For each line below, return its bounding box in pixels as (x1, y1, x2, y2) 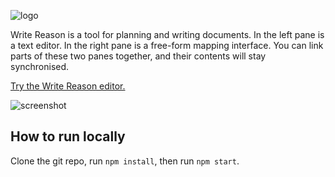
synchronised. (10, 61, 70, 72)
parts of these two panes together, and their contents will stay (10, 50, 267, 62)
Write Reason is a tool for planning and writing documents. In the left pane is (10, 29, 325, 40)
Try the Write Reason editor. (10, 80, 126, 92)
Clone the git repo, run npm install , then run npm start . (10, 155, 240, 167)
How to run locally (10, 128, 126, 145)
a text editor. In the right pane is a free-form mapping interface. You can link (10, 40, 324, 51)
